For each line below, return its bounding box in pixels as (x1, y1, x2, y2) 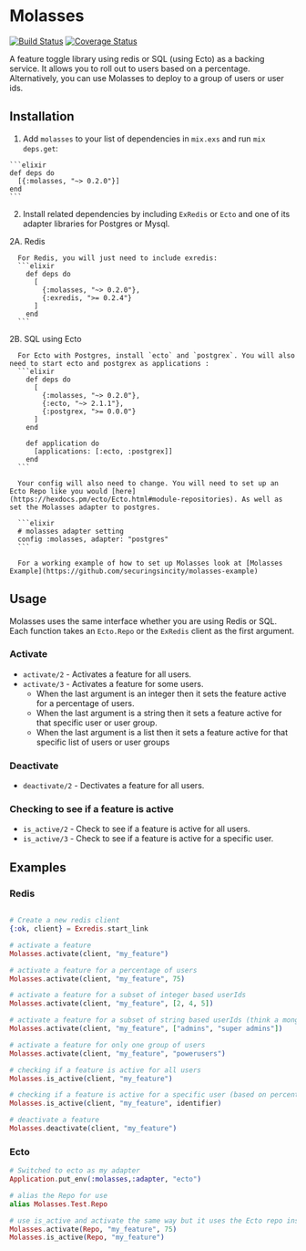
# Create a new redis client (9, 916, 120, 925)
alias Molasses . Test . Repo (9, 1199, 107, 1209)
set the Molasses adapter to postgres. (9, 503, 161, 512)
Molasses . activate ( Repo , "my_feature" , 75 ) (9, 1225, 178, 1234)
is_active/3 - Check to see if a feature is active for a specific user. (22, 833, 274, 844)
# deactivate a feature (9, 1115, 100, 1125)
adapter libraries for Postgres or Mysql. (22, 218, 170, 229)
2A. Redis (9, 235, 46, 246)
